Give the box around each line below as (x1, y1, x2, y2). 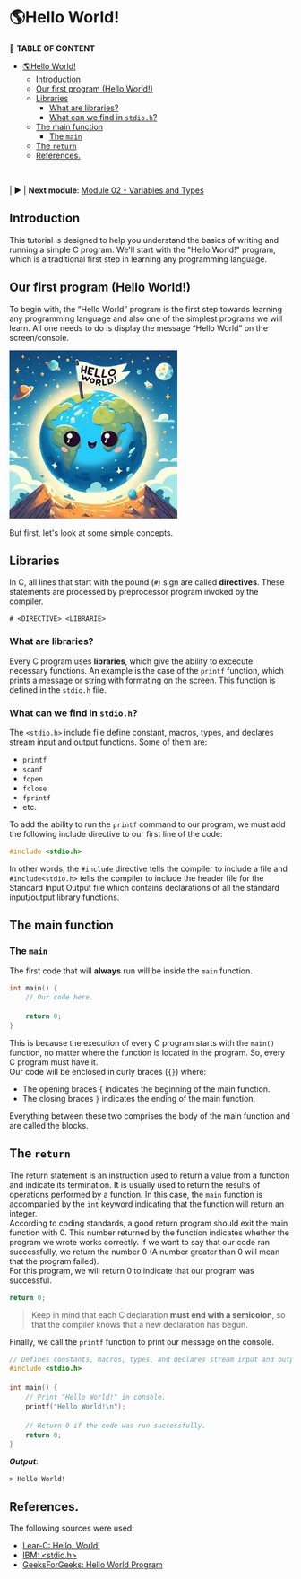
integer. (9, 1208, 38, 1218)
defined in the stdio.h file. (9, 684, 107, 695)
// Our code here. (25, 993, 94, 1002)
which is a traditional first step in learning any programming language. (9, 253, 267, 265)
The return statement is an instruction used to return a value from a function (9, 1170, 290, 1181)
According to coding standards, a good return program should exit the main (9, 1217, 288, 1228)
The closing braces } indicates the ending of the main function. (21, 1093, 256, 1104)
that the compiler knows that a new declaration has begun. (30, 1319, 248, 1330)
